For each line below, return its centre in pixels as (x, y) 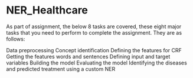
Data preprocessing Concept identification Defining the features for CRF (94, 50)
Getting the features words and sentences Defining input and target (88, 56)
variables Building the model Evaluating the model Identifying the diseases (97, 63)
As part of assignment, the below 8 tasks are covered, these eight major (94, 26)
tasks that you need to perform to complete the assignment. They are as (94, 32)
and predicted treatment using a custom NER (61, 69)
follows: (16, 39)
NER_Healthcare (47, 10)
